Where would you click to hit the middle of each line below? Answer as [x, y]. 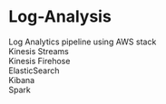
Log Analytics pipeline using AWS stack [83, 42]
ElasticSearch [34, 71]
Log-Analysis [60, 17]
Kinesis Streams [39, 51]
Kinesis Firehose [39, 61]
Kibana [22, 80]
